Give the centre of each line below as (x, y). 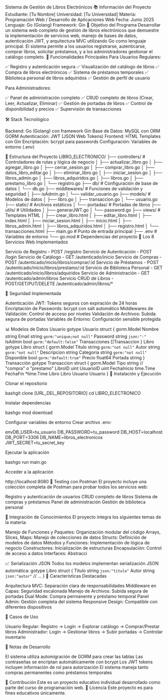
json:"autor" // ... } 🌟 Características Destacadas (56, 576)
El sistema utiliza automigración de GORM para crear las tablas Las (74, 657)
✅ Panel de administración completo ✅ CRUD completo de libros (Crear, (79, 98)
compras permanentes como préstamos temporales (59, 672)
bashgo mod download (29, 412)
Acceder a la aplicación (29, 472)
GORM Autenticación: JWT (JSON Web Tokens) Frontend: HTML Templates (83, 136)
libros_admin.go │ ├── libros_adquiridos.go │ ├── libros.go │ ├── (74, 178)
